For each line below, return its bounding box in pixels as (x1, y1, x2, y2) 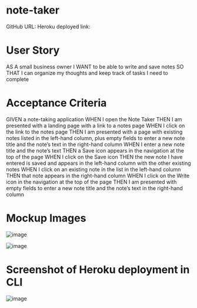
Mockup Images (6, 211, 86, 224)
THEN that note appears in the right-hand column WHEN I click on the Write (6, 172, 190, 179)
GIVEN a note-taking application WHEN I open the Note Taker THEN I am (6, 115, 182, 122)
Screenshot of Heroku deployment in (6, 263, 190, 276)
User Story (6, 44, 60, 57)
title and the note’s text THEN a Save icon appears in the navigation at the (6, 147, 184, 154)
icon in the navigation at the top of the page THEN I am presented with (6, 178, 177, 186)
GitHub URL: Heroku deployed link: (6, 23, 91, 30)
